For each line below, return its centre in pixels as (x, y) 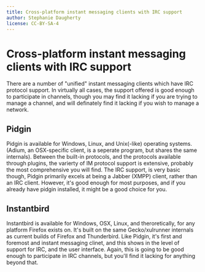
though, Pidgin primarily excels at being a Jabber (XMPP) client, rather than (102, 176)
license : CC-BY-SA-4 (33, 23)
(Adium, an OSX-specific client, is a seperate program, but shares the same (102, 150)
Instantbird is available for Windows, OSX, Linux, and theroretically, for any (101, 223)
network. (18, 110)
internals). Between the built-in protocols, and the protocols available (94, 157)
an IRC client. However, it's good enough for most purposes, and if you (96, 183)
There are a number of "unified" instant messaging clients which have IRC (100, 84)
